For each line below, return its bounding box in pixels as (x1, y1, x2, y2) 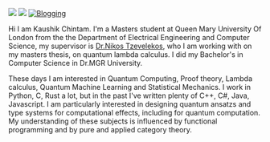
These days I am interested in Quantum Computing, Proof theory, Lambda (8, 74, 253, 83)
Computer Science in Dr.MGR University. (8, 59, 143, 67)
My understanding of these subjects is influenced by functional (8, 116, 218, 126)
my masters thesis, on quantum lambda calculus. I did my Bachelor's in (8, 50, 243, 59)
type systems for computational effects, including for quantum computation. (8, 108, 261, 117)
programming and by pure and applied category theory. (8, 125, 193, 134)
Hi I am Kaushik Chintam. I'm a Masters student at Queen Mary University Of (8, 24, 262, 34)
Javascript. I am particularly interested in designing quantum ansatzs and (8, 99, 252, 108)
